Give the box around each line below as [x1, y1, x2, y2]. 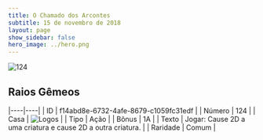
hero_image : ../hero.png [8, 41, 89, 49]
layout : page [8, 26, 51, 34]
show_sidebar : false [8, 33, 76, 42]
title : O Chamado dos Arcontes [8, 11, 111, 20]
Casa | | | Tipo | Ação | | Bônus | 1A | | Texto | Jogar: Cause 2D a [8, 114, 246, 123]
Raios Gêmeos [8, 85, 80, 98]
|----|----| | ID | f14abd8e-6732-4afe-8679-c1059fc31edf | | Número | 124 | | [8, 105, 256, 115]
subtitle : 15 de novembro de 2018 [8, 19, 122, 27]
